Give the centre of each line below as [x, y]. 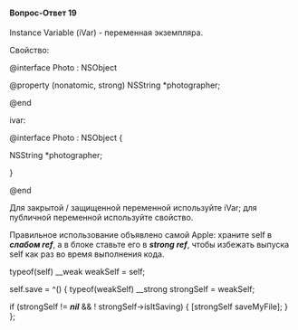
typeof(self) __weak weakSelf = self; [77, 272]
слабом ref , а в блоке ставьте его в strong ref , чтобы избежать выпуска [149, 245]
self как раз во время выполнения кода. [87, 254]
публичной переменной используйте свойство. [101, 218]
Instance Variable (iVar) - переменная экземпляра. [106, 33]
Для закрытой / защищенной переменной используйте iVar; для [134, 208]
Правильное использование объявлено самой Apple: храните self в [141, 235]
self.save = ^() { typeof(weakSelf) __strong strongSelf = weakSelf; [132, 289]
